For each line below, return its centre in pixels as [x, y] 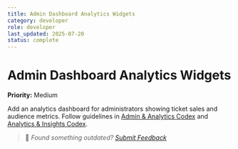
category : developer [38, 21]
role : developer [31, 27]
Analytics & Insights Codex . [47, 124]
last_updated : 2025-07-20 [46, 34]
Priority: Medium [33, 95]
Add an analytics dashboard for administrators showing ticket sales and [113, 109]
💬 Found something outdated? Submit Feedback [96, 138]
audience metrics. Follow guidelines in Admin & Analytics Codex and [108, 116]
